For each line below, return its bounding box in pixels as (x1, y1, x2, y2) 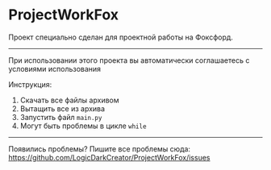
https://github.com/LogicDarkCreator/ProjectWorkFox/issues (8, 152, 211, 162)
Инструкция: (8, 79, 52, 89)
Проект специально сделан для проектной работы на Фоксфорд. (8, 32, 234, 42)
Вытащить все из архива (19, 103, 106, 114)
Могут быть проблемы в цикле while (19, 121, 147, 131)
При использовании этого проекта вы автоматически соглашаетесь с (8, 55, 250, 65)
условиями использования (8, 64, 102, 73)
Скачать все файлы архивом (19, 95, 119, 105)
